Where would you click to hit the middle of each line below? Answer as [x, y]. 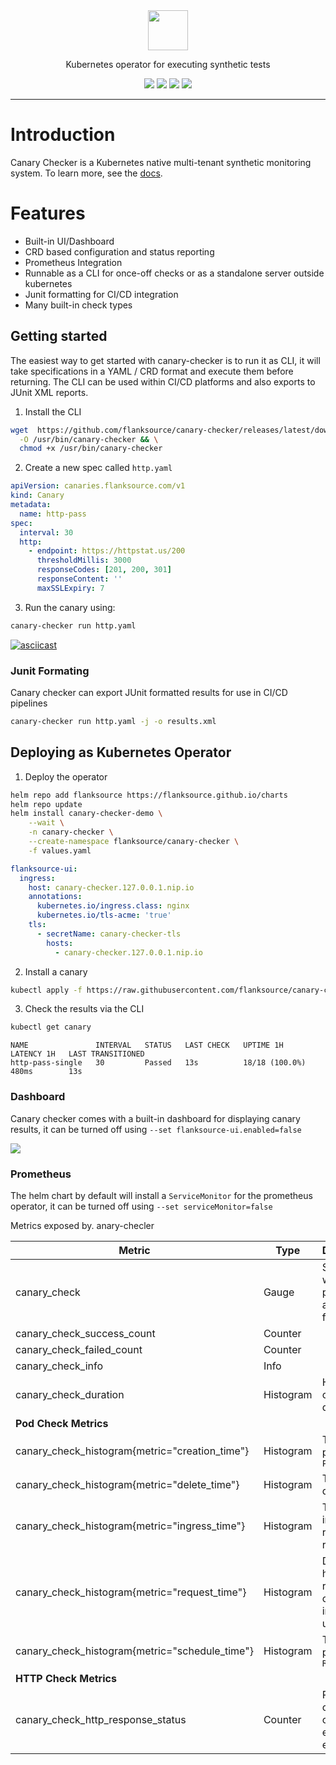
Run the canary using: [70, 607]
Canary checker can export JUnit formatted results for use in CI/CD [149, 692]
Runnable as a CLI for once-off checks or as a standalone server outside [174, 273]
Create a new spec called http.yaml [98, 468]
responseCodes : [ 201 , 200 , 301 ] [104, 570]
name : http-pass [53, 514]
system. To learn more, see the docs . [86, 173]
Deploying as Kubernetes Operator [121, 752]
